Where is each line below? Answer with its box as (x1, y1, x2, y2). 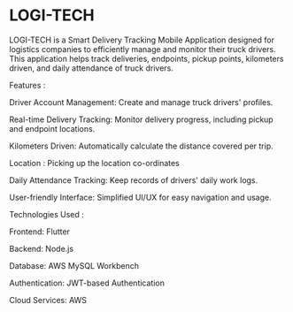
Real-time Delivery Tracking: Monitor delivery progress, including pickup (9, 114, 274, 125)
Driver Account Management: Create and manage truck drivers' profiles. (9, 96, 274, 107)
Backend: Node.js (9, 243, 73, 254)
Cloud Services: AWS (9, 294, 87, 305)
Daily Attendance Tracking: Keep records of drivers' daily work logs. (9, 174, 258, 186)
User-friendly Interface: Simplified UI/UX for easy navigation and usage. (9, 192, 272, 202)
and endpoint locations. (9, 123, 96, 133)
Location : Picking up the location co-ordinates (9, 157, 180, 168)
